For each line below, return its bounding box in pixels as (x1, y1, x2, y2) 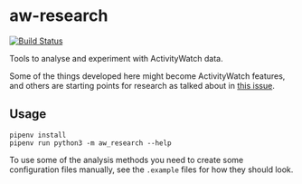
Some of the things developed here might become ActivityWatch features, (9, 70, 286, 82)
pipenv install (9, 131, 67, 140)
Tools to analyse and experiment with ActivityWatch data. (9, 53, 223, 63)
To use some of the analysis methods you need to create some (9, 154, 244, 165)
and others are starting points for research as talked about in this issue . (9, 80, 276, 91)
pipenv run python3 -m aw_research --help (9, 138, 172, 148)
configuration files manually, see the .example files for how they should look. (9, 164, 294, 175)
